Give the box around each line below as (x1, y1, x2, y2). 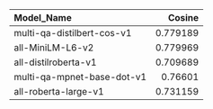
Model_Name (13, 12, 72, 23)
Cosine (167, 12, 200, 23)
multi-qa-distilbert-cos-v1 (13, 27, 132, 39)
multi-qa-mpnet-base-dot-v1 (13, 71, 146, 83)
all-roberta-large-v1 (13, 86, 105, 97)
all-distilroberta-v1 (13, 56, 97, 68)
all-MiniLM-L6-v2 (13, 41, 94, 53)
